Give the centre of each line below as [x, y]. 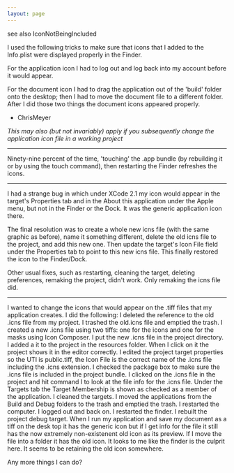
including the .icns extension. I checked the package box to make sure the [114, 367]
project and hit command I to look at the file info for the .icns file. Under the [115, 381]
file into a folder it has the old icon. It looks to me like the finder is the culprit [116, 441]
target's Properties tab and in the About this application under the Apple [110, 201]
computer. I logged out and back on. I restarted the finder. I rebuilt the [107, 411]
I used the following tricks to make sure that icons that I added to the [106, 47]
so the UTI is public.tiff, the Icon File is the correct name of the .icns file [110, 359]
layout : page [26, 14]
